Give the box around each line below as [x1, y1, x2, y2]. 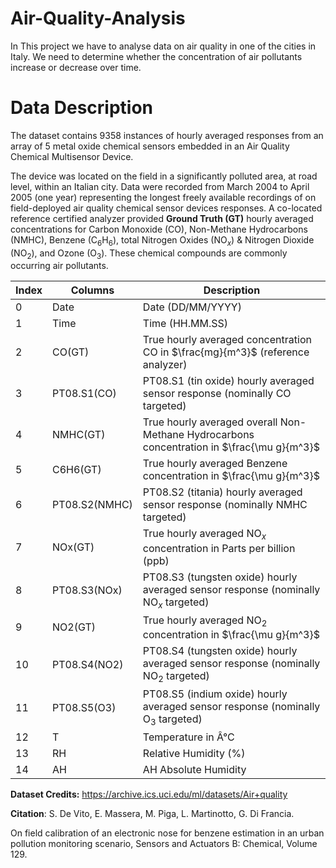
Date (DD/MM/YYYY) [142, 300, 242, 314]
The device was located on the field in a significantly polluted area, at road [10, 170, 318, 182]
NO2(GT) [52, 620, 96, 634]
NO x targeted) [142, 595, 210, 611]
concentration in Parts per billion [142, 541, 296, 555]
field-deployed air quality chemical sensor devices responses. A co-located [10, 202, 323, 214]
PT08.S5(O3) [52, 700, 117, 714]
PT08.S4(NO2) [52, 657, 124, 671]
